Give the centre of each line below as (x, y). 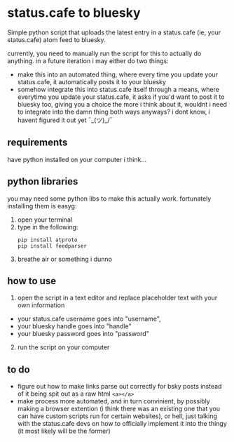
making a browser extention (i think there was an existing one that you (119, 409)
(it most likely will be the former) (64, 431)
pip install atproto (47, 240)
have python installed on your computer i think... (77, 159)
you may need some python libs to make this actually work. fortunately (109, 199)
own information (41, 305)
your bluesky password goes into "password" (83, 334)
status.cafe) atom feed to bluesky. (57, 39)
